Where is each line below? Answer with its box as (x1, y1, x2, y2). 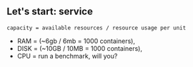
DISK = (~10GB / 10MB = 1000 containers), (16, 44, 143, 52)
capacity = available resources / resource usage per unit (6, 24, 187, 31)
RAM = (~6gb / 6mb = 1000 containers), (16, 37, 135, 45)
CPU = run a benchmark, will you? (16, 51, 118, 60)
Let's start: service (6, 6, 94, 18)
